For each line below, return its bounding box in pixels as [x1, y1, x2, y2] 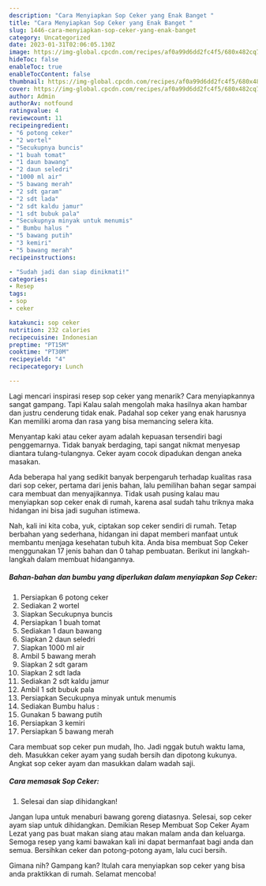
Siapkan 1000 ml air [20, 642, 85, 652]
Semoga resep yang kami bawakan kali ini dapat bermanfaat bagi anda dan [9, 837, 253, 847]
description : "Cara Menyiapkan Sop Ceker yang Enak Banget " [9, 11, 215, 20]
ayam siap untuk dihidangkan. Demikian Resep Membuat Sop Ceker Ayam [9, 820, 249, 829]
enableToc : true [9, 63, 62, 71]
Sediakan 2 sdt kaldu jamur [20, 676, 110, 686]
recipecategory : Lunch [9, 363, 84, 371]
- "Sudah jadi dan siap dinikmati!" [9, 267, 129, 276]
